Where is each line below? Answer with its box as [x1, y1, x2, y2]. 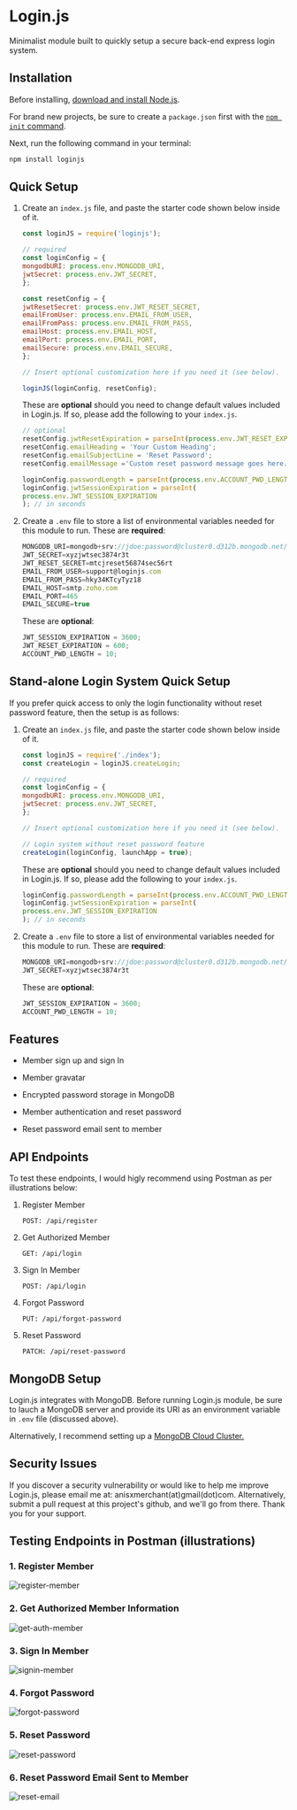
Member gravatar [21, 1073, 86, 1083]
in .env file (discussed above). [9, 1413, 119, 1424]
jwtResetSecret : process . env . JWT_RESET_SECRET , [21, 303, 202, 312]
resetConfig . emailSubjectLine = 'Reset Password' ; [21, 451, 213, 460]
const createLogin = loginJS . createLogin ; [21, 759, 181, 767]
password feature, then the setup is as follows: [9, 706, 179, 718]
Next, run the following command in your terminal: [9, 137, 192, 148]
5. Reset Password [9, 1729, 91, 1741]
